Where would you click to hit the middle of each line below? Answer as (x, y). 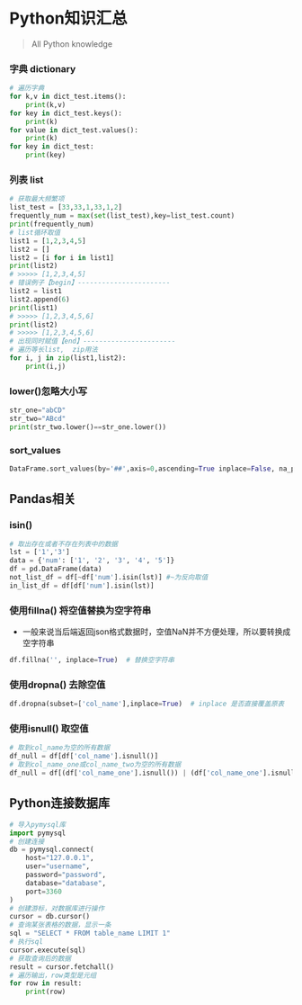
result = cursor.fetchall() (62, 967)
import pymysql (38, 833)
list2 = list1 (36, 292)
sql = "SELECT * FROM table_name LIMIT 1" (90, 933)
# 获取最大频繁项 (37, 199)
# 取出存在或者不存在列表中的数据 (64, 544)
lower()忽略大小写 (49, 390)
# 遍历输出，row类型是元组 (53, 975)
